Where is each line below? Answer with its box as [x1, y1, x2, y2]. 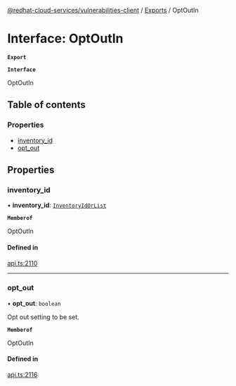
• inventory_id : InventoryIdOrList [7, 201, 107, 210]
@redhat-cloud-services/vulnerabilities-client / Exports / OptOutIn [7, 6, 199, 14]
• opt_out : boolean [7, 299, 61, 307]
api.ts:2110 [7, 259, 38, 267]
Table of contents [7, 99, 86, 111]
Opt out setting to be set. [7, 313, 79, 321]
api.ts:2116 [7, 371, 38, 379]
